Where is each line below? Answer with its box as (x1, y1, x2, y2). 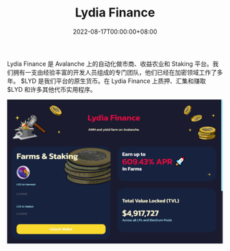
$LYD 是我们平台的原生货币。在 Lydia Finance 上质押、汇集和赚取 (20, 77, 207, 85)
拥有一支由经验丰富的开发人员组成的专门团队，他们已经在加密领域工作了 (12, 68, 217, 76)
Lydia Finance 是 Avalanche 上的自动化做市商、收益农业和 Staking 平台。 (7, 60, 213, 68)
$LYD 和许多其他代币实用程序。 (7, 85, 97, 93)
